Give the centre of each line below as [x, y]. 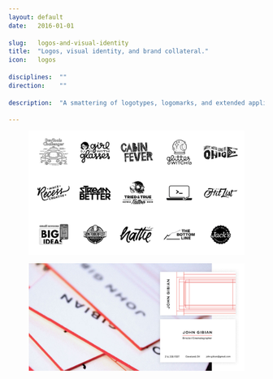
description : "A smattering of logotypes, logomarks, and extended [127, 103]
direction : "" [38, 85]
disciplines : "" [38, 77]
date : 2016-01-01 [41, 26]
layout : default [36, 17]
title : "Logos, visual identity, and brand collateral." [108, 52]
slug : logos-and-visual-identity [69, 43]
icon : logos [32, 60]
